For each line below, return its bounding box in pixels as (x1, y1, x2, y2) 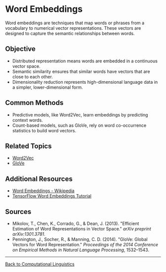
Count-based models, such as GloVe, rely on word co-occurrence (12, 122, 147, 128)
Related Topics (5, 142, 52, 150)
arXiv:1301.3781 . (12, 231, 45, 237)
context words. (12, 117, 43, 123)
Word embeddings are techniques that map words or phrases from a (5, 20, 145, 26)
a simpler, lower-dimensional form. (12, 84, 83, 90)
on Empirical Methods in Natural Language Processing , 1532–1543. (12, 247, 150, 253)
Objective (5, 45, 36, 53)
